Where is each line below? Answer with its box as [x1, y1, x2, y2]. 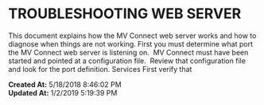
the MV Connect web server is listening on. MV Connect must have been [8, 47, 249, 57]
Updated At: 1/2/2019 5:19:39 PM [8, 88, 118, 97]
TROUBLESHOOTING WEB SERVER [8, 5, 242, 23]
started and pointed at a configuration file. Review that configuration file [8, 56, 247, 66]
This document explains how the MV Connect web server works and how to [8, 31, 257, 40]
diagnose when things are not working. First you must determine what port [8, 39, 253, 48]
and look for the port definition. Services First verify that [8, 64, 192, 73]
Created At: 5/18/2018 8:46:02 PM [8, 80, 122, 89]
